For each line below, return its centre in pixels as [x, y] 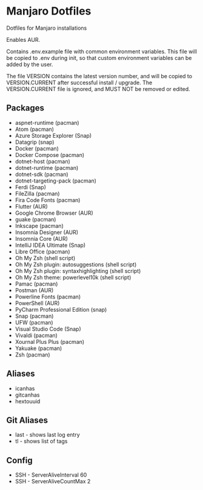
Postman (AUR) [34, 290]
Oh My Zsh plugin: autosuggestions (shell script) [76, 264]
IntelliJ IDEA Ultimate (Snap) [50, 245]
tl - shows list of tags [41, 441]
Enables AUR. [23, 39]
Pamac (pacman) [36, 284]
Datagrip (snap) [35, 142]
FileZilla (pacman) [37, 193]
